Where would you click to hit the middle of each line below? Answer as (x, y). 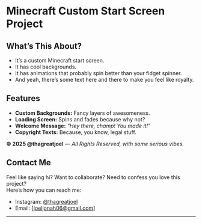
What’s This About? (44, 46)
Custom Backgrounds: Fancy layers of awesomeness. (82, 113)
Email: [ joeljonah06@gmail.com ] (55, 208)
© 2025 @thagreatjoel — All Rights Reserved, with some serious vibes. (95, 144)
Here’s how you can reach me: (44, 190)
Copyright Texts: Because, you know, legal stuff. (75, 132)
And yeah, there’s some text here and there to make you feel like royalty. (104, 80)
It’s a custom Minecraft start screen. (60, 60)
